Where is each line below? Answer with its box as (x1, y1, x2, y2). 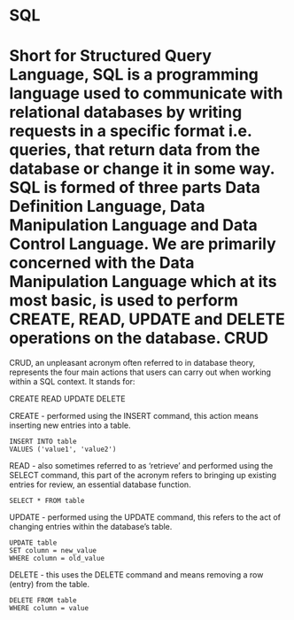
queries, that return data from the (9, 140, 260, 160)
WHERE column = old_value (9, 554, 104, 563)
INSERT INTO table (9, 438, 77, 446)
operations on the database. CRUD (9, 329, 268, 348)
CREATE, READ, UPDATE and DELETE (9, 309, 285, 329)
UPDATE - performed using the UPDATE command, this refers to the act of (9, 512, 282, 523)
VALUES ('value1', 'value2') (9, 445, 117, 454)
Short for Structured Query (9, 46, 213, 66)
